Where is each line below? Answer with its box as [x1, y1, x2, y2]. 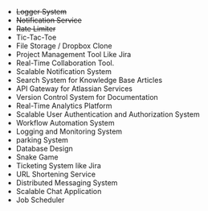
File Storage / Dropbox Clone [15, 41, 112, 51]
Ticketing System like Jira [15, 161, 102, 170]
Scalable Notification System [15, 67, 112, 76]
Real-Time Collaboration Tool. [15, 58, 115, 68]
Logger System [15, 7, 67, 16]
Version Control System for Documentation [15, 93, 158, 101]
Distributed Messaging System [15, 178, 118, 188]
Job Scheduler [15, 195, 65, 205]
